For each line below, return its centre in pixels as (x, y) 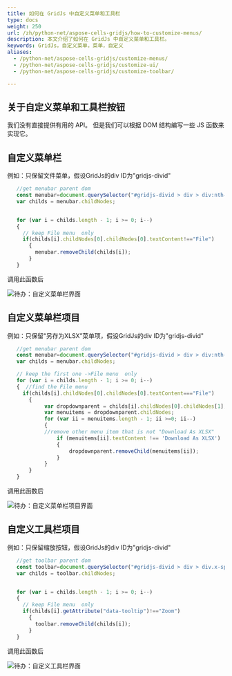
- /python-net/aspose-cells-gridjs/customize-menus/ (91, 59)
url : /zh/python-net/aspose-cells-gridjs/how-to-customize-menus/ (105, 33)
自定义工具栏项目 (43, 529)
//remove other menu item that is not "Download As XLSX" (129, 432)
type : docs (23, 20)
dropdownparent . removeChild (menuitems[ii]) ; (134, 451)
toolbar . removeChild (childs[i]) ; (83, 624)
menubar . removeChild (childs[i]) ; (83, 252)
